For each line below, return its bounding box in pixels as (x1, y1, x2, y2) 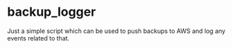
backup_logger (7, 4, 96, 20)
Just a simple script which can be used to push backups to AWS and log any (7, 27, 226, 35)
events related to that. (7, 34, 70, 42)
